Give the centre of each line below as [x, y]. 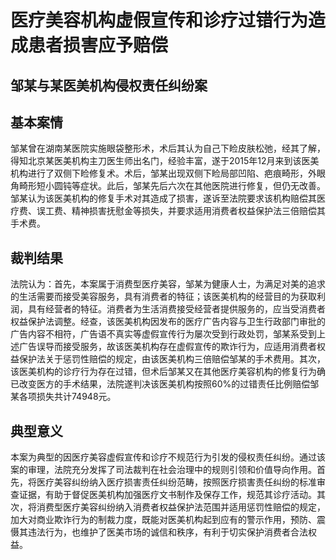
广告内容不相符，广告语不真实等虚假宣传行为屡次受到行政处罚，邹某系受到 [163, 334]
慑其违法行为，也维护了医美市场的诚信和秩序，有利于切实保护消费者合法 [159, 532]
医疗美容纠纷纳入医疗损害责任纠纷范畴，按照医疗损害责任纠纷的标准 [176, 482]
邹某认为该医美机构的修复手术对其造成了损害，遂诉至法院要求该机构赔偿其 [163, 198]
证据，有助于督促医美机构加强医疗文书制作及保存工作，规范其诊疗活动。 [167, 495]
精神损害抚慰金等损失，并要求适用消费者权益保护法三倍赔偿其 [198, 211]
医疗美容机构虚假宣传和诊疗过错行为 [159, 20]
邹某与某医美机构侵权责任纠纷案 [109, 85]
